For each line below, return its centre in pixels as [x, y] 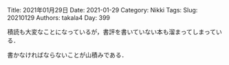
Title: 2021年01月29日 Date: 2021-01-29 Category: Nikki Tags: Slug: [102, 10]
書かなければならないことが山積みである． [67, 55]
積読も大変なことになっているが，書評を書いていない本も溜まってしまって [112, 32]
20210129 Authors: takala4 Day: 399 [59, 18]
